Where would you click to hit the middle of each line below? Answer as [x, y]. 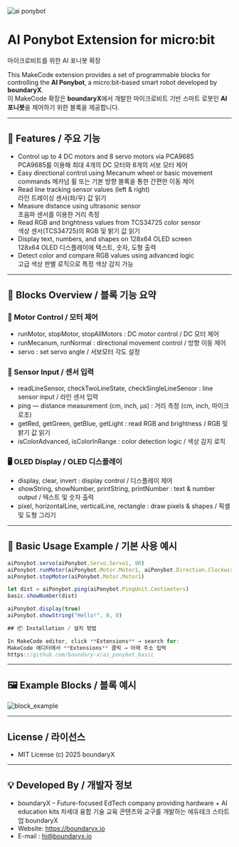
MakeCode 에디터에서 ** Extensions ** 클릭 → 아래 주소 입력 [87, 648]
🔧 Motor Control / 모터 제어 [53, 318]
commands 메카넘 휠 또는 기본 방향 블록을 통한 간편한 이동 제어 [106, 181]
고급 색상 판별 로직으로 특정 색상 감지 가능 [75, 263]
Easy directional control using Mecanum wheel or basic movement [115, 173]
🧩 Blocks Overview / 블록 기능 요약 [82, 295]
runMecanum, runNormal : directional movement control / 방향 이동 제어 [122, 343]
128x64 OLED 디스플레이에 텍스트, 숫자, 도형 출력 [87, 247]
